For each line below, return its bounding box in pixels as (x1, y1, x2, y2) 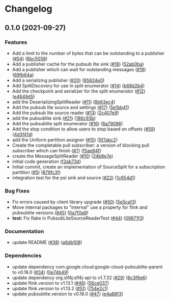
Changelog (5, 3, 52, 15)
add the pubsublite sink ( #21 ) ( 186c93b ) (12, 115, 96, 121)
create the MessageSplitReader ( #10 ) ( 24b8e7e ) (12, 153, 114, 159)
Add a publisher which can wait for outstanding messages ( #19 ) (12, 66, 146, 72)
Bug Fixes (5, 187, 30, 194)
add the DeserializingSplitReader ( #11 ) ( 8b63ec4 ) (12, 99, 116, 105)
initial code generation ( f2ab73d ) (12, 158, 81, 164)
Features (5, 39, 27, 46)
